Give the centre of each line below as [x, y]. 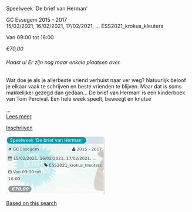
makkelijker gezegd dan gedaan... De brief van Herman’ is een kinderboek [96, 93]
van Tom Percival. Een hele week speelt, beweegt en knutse [79, 99]
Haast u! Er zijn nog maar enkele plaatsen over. [64, 62]
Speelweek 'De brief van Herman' [47, 8]
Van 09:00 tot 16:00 [30, 37]
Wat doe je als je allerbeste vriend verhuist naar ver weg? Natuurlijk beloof [96, 80]
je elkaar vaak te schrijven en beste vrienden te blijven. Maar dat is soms [94, 87]
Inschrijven [19, 128]
